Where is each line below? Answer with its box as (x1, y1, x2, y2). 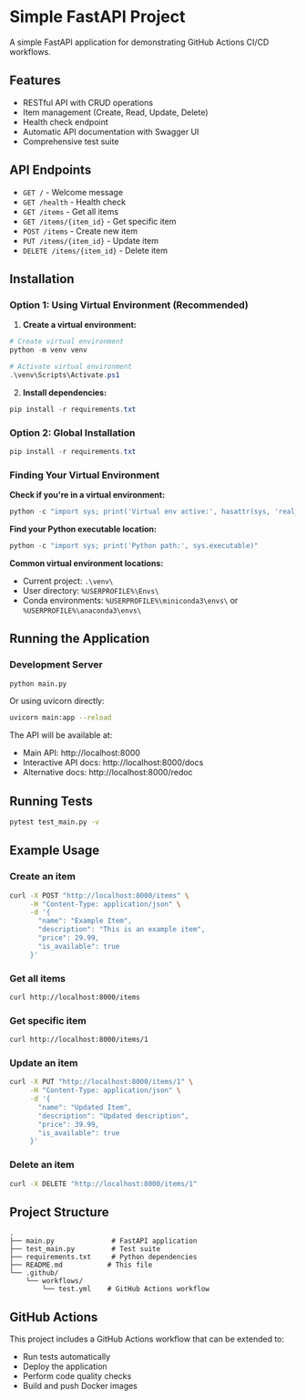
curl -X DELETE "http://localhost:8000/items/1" (9, 1179, 198, 1188)
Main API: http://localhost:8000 (22, 747, 141, 759)
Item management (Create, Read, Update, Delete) (22, 107, 209, 118)
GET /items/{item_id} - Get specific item (22, 216, 177, 226)
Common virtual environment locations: (9, 557, 164, 568)
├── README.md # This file (9, 1260, 153, 1270)
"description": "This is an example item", (37, 925, 206, 934)
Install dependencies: (22, 386, 107, 398)
